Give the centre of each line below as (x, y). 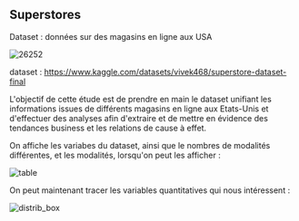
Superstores (45, 15)
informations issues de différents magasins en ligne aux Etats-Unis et (139, 109)
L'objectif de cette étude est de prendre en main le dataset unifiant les (141, 99)
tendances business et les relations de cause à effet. (108, 128)
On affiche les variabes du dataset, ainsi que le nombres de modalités (140, 145)
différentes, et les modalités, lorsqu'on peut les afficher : (115, 155)
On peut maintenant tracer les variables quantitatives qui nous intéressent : (150, 190)
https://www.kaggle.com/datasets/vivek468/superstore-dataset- (165, 72)
